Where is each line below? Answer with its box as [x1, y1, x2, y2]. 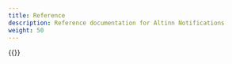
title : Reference [8, 11, 66, 20]
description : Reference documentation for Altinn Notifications [8, 19, 225, 27]
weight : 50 [8, 26, 44, 34]
